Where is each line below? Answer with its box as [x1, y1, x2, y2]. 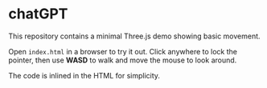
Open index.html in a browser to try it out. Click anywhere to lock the [8, 46, 237, 56]
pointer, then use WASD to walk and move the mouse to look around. [8, 55, 237, 65]
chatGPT [8, 5, 68, 23]
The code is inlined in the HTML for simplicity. [8, 70, 161, 80]
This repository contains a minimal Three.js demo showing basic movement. [8, 31, 261, 41]
